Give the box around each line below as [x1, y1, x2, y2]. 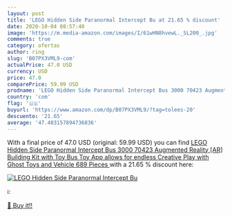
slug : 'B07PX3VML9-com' [7, 55, 76, 62]
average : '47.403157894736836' [7, 119, 97, 126]
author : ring [7, 49, 45, 56]
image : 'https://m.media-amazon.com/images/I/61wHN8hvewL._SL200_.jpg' [7, 29, 217, 37]
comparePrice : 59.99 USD [7, 81, 79, 88]
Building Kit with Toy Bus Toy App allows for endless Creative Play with [7, 153, 209, 161]
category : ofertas [7, 42, 60, 49]
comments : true [7, 36, 51, 43]
